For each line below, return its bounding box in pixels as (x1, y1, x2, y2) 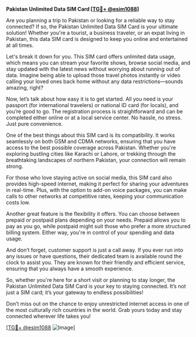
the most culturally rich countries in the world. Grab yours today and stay (6, 307, 183, 313)
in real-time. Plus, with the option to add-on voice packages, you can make (6, 187, 187, 193)
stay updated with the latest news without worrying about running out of (6, 66, 180, 73)
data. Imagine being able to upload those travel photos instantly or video (6, 72, 181, 78)
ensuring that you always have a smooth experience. (6, 265, 133, 272)
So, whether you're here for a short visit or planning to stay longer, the (6, 277, 176, 283)
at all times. (6, 42, 34, 49)
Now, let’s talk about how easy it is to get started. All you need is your (6, 95, 174, 102)
